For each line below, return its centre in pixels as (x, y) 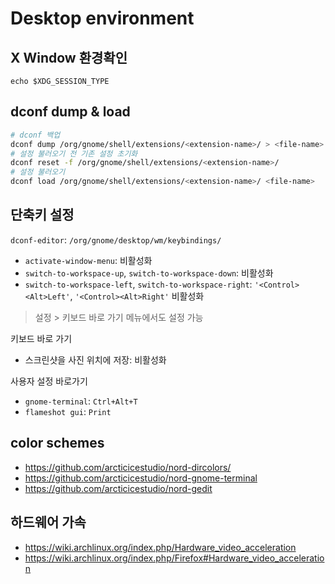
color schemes (57, 443)
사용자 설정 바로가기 (49, 381)
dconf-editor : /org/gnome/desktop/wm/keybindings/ (116, 239)
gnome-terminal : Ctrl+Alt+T (81, 401)
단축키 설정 (42, 215)
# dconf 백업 (35, 135)
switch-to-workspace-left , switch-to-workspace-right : (138, 284)
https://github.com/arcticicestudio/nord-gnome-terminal (141, 478)
